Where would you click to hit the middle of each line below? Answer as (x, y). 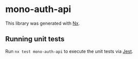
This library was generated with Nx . (43, 23)
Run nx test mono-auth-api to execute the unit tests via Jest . (69, 51)
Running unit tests (35, 39)
